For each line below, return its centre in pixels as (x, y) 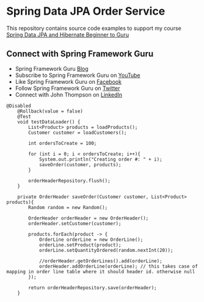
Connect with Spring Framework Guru (80, 54)
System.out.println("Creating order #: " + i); (101, 159)
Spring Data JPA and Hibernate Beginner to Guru (68, 34)
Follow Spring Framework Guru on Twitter (67, 88)
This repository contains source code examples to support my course (94, 28)
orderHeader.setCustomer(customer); (75, 223)
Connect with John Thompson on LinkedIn (69, 94)
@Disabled (19, 106)
